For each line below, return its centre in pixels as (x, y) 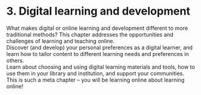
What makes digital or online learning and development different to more (97, 28)
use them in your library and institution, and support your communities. (95, 73)
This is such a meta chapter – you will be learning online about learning (95, 80)
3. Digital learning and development (98, 11)
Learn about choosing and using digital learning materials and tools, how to (101, 67)
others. (15, 60)
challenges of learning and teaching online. (61, 41)
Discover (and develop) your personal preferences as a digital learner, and (100, 47)
